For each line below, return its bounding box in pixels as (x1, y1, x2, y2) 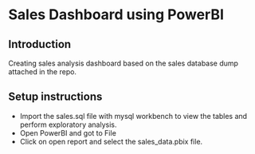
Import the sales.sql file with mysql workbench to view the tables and (19, 111, 248, 120)
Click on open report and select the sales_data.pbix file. (19, 136, 203, 146)
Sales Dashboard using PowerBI (8, 6, 225, 24)
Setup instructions (8, 90, 103, 104)
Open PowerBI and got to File (19, 128, 117, 137)
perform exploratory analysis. (19, 120, 117, 129)
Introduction (8, 38, 72, 51)
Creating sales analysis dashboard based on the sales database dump (8, 58, 239, 68)
